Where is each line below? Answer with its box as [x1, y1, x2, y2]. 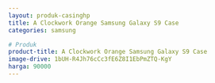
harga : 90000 [8, 62, 52, 71]
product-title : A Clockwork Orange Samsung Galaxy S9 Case [8, 48, 208, 56]
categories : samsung [8, 26, 77, 34]
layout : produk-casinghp [8, 11, 90, 20]
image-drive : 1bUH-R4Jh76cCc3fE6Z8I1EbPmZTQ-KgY [8, 55, 172, 63]
